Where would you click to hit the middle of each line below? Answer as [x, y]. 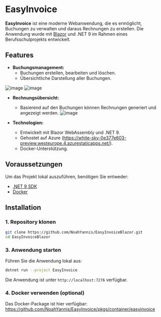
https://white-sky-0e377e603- [95, 138]
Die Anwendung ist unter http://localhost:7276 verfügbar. [67, 280]
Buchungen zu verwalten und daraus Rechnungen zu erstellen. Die [74, 28]
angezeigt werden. [39, 113]
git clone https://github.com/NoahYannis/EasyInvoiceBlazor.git [74, 232]
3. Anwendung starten [33, 250]
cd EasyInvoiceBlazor [28, 237]
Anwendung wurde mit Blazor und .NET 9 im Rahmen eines [66, 34]
